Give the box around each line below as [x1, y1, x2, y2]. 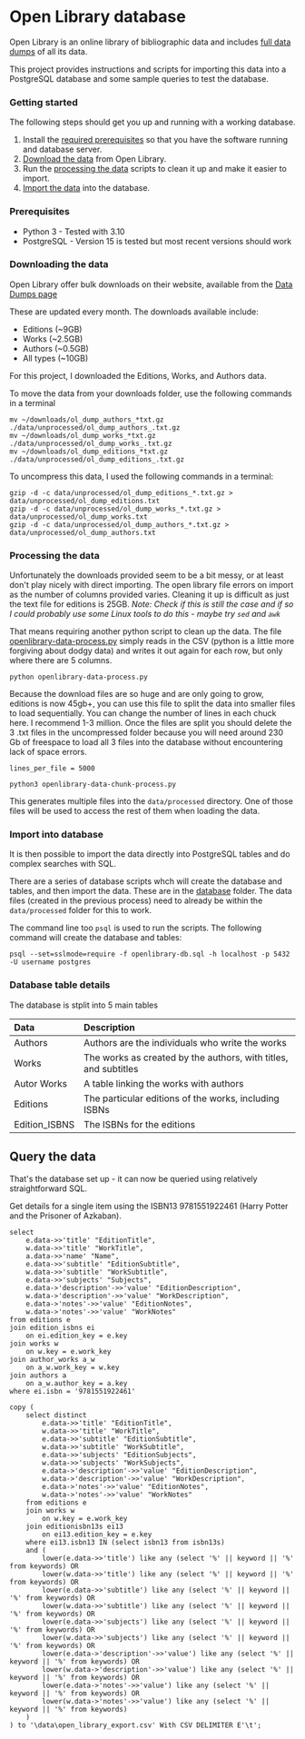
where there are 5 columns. [9, 655, 113, 666]
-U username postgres [9, 958, 92, 967]
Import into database [9, 829, 104, 841]
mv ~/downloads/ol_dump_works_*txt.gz [9, 431, 156, 440]
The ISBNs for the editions [83, 1118, 196, 1130]
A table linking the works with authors [83, 1077, 244, 1089]
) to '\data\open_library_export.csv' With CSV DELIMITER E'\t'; [9, 1720, 261, 1730]
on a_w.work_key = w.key [25, 1363, 120, 1372]
